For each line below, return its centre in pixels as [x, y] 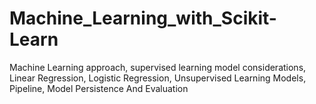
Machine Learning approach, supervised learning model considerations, [158, 67]
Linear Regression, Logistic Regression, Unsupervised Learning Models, [158, 78]
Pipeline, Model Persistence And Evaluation [99, 88]
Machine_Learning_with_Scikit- [143, 18]
